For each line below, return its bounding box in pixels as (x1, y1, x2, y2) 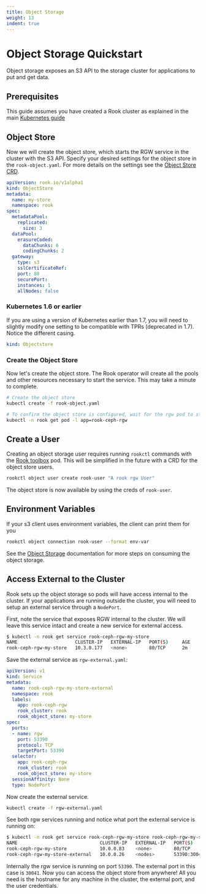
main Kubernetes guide (6, 114, 66, 121)
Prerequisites (6, 91, 59, 102)
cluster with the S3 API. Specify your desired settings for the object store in (6, 155, 197, 162)
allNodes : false (17, 288, 59, 294)
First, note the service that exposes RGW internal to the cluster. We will (6, 615, 186, 622)
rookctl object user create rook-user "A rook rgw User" (6, 475, 155, 481)
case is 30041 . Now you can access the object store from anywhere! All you (6, 869, 196, 876)
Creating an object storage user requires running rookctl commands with (6, 450, 192, 457)
